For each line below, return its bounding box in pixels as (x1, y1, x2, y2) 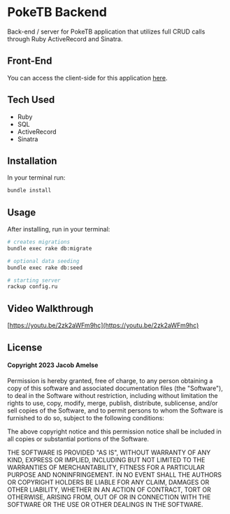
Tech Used (7, 94, 55, 106)
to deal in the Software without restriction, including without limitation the (7, 391, 218, 399)
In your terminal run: (7, 173, 66, 182)
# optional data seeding (7, 257, 80, 264)
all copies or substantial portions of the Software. (7, 434, 149, 443)
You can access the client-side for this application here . (7, 73, 168, 82)
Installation (7, 155, 57, 166)
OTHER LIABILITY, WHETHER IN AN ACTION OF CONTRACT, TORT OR (7, 485, 211, 494)
